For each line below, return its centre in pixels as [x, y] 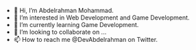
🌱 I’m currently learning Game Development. [76, 25]
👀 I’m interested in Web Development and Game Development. [101, 18]
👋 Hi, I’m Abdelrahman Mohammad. [64, 10]
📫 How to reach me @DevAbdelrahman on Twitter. [86, 40]
